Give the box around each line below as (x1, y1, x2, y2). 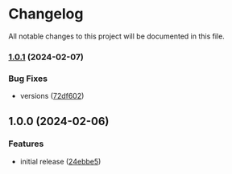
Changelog (8, 5, 84, 23)
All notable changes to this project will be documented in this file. (8, 31, 226, 41)
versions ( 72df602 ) (19, 91, 85, 101)
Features (8, 138, 44, 149)
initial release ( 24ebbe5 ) (19, 156, 101, 166)
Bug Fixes (8, 73, 48, 84)
